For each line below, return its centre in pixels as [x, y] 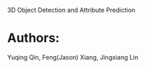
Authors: [33, 38]
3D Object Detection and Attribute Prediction [71, 10]
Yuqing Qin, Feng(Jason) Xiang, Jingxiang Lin [73, 57]
